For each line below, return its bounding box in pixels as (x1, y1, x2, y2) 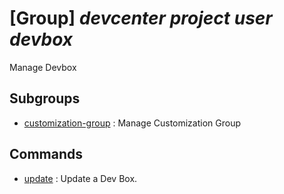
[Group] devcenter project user (9, 7, 273, 30)
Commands (9, 146, 84, 163)
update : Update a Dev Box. (23, 172, 138, 184)
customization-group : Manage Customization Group (23, 117, 242, 129)
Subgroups (9, 90, 81, 107)
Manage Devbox (9, 61, 77, 73)
